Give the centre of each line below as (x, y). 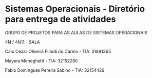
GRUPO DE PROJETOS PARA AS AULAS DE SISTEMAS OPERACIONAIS (76, 32)
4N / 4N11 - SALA (23, 42)
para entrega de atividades (60, 19)
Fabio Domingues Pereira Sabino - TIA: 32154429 (55, 70)
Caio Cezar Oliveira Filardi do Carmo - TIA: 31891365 (58, 51)
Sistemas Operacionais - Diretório (75, 9)
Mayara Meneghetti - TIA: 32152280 (41, 61)
